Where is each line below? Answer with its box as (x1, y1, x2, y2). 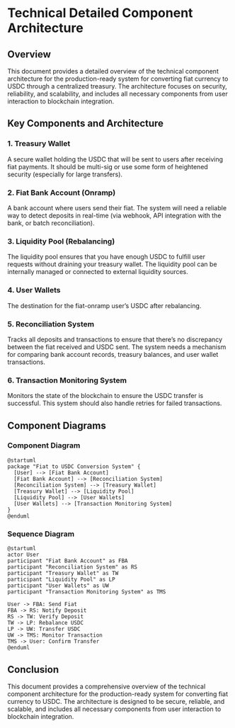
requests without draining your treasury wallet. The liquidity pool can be (7, 260, 217, 268)
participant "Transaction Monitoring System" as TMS (7, 588, 166, 596)
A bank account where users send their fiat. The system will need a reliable (7, 203, 227, 212)
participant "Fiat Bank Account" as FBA (7, 557, 129, 564)
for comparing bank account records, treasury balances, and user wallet (7, 350, 219, 358)
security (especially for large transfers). (7, 170, 122, 178)
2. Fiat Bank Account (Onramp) (7, 188, 116, 198)
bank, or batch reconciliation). (7, 218, 95, 227)
